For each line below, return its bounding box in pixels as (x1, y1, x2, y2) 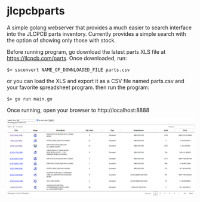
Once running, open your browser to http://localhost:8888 (7, 106, 150, 114)
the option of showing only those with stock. (7, 36, 116, 44)
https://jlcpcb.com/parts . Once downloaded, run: (7, 54, 127, 62)
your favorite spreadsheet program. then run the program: (7, 84, 150, 91)
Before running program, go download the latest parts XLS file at (7, 48, 166, 55)
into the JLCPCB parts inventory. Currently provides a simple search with (7, 30, 187, 37)
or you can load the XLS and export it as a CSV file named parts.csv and (7, 77, 184, 84)
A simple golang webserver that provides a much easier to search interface (7, 24, 192, 31)
